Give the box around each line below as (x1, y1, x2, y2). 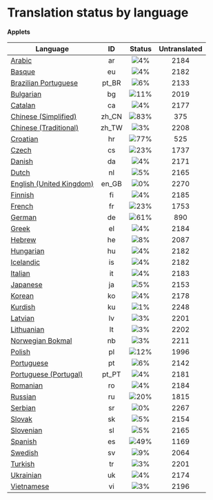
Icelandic (10, 257, 40, 267)
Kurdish (10, 302, 36, 312)
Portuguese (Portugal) (10, 369, 83, 379)
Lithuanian (10, 324, 45, 334)
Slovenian (10, 426, 43, 435)
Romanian (10, 381, 43, 390)
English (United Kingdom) (10, 179, 94, 188)
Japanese (10, 279, 43, 289)
